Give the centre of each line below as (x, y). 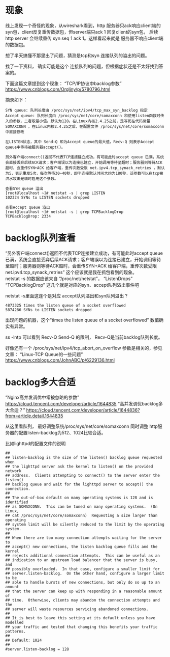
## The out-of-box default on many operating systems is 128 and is (79, 498)
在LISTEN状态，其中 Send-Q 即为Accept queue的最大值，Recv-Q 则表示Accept (80, 142)
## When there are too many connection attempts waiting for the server (84, 538)
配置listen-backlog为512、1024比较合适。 (62, 432)
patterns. (16, 631)
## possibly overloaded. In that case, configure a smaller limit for (82, 569)
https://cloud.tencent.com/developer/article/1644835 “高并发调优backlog (82, 403)
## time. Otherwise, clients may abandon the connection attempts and (82, 600)
